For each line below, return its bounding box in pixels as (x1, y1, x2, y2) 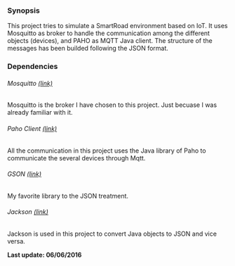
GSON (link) (7, 170, 42, 178)
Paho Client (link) (7, 125, 58, 133)
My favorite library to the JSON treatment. (7, 191, 128, 200)
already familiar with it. (7, 108, 73, 117)
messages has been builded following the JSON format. (7, 44, 168, 53)
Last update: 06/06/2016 (7, 251, 82, 259)
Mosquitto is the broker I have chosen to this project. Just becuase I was (7, 101, 217, 109)
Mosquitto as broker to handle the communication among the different (7, 29, 210, 37)
